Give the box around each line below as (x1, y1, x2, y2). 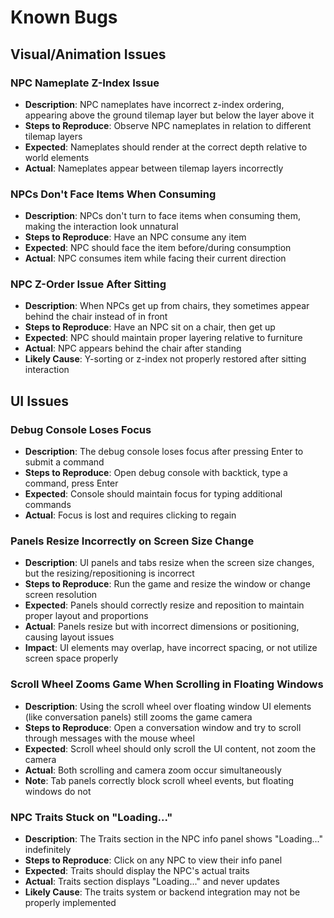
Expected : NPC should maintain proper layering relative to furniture (24, 332, 303, 344)
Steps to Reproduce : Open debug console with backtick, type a (24, 467, 288, 479)
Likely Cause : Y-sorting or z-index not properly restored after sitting (24, 353, 307, 365)
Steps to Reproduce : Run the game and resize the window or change (24, 578, 311, 590)
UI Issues (10, 392, 70, 410)
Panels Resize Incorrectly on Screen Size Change (10, 534, 255, 548)
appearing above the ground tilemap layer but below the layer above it (24, 109, 315, 121)
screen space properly (24, 652, 119, 665)
